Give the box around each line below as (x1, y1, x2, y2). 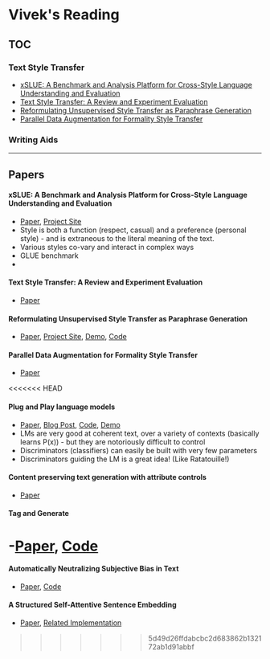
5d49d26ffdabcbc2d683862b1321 (148, 633, 262, 643)
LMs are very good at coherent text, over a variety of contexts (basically (19, 428, 260, 438)
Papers (8, 167, 45, 182)
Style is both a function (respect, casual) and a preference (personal (19, 225, 247, 235)
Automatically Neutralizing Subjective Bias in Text (8, 564, 179, 574)
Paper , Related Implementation (19, 617, 122, 628)
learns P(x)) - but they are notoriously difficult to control (19, 436, 206, 447)
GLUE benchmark (19, 251, 79, 260)
